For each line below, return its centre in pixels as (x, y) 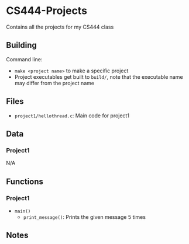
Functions (25, 181)
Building (21, 45)
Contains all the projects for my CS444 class (60, 27)
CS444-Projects (47, 11)
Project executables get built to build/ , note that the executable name (99, 76)
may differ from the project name (54, 83)
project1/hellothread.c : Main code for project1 (72, 116)
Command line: (24, 59)
